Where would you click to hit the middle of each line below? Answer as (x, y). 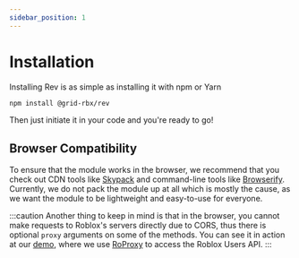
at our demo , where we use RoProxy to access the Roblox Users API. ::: (141, 245)
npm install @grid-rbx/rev (60, 103)
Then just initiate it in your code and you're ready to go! (111, 120)
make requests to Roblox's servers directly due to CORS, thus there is (138, 226)
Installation (52, 61)
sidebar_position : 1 (48, 17)
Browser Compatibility (73, 148)
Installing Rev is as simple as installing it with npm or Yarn (115, 87)
